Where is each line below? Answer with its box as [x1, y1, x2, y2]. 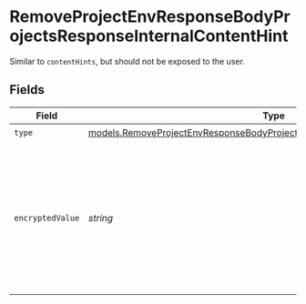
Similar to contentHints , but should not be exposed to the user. [9, 56, 246, 66]
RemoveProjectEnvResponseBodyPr [9, 6, 291, 27]
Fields [9, 82, 46, 97]
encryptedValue [14, 212, 80, 223]
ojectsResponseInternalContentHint [9, 25, 289, 46]
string [87, 211, 114, 224]
